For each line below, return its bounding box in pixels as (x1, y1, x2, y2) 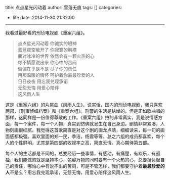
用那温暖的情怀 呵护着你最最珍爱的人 (17, 72, 95, 78)
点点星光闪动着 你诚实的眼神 (17, 40, 77, 47)
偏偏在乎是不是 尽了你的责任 (17, 66, 77, 72)
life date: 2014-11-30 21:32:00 (12, 15, 75, 20)
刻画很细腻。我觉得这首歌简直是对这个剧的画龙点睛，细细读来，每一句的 (9, 127, 160, 133)
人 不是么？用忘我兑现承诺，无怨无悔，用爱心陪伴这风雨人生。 (5, 169, 134, 175)
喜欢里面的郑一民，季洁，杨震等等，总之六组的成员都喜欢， (31, 133, 156, 139)
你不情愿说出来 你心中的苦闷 (17, 60, 77, 65)
